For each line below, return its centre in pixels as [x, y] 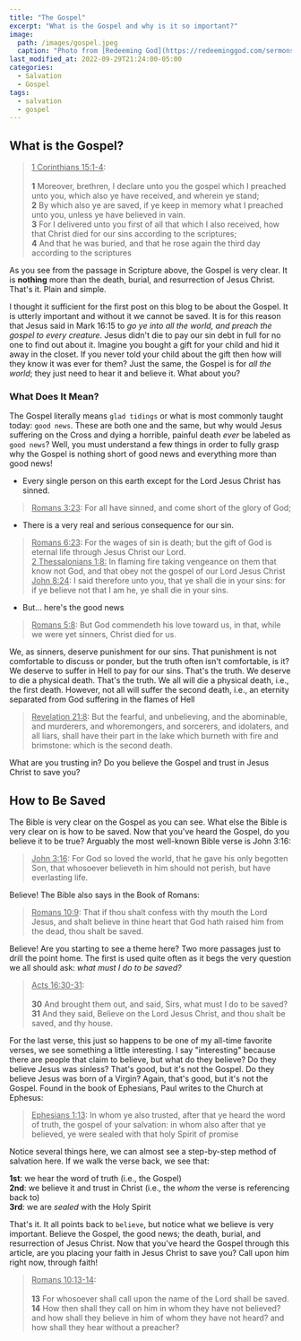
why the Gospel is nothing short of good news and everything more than [143, 454]
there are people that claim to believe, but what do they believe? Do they [143, 1060]
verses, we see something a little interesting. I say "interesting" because [142, 1051]
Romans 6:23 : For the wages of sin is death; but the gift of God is [151, 542]
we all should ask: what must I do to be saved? [95, 968]
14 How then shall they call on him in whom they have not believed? [156, 1309]
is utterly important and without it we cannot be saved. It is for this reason [145, 316]
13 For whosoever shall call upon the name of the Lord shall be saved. [160, 1299]
